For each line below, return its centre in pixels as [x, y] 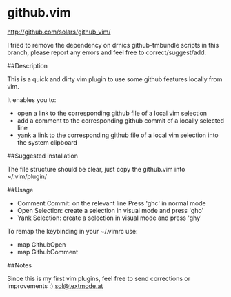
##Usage [20, 190]
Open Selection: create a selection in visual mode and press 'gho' [110, 210]
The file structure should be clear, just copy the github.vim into [96, 169]
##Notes [20, 265]
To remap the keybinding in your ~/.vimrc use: [72, 231]
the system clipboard [47, 142]
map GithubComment [48, 252]
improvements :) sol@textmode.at [55, 286]
